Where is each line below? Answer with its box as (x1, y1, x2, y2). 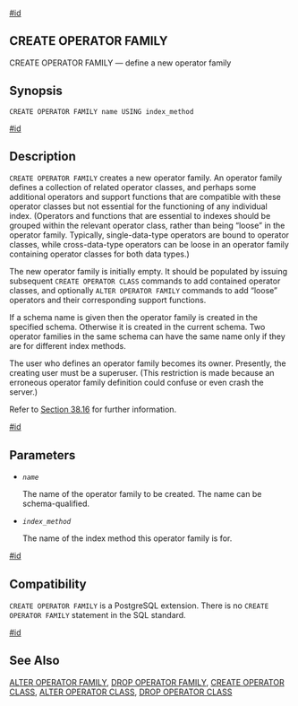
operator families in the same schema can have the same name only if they (9, 331, 286, 342)
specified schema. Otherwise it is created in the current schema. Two (9, 322, 266, 333)
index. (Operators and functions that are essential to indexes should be (9, 211, 271, 222)
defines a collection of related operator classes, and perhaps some (9, 182, 257, 193)
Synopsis (9, 83, 63, 99)
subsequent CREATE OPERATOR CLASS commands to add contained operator (9, 275, 281, 286)
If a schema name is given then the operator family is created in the (9, 312, 258, 323)
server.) (9, 387, 38, 397)
